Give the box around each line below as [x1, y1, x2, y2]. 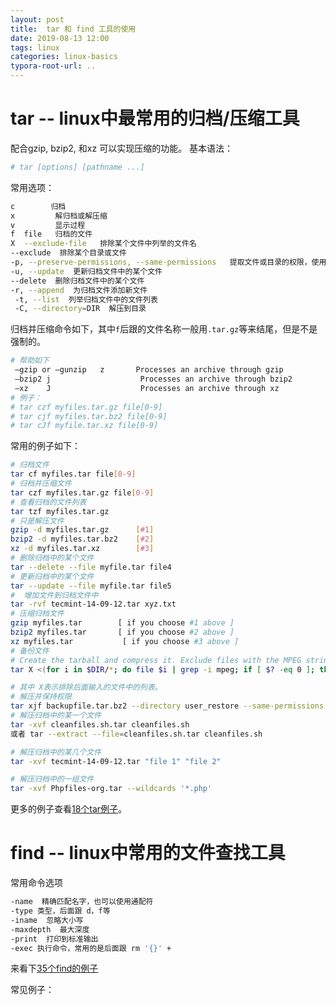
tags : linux [10, 42, 60, 53]
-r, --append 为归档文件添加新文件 [10, 285, 148, 295]
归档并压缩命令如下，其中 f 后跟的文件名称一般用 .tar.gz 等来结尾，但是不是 [10, 323, 318, 335]
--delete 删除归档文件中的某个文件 [10, 276, 145, 286]
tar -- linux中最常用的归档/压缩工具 [10, 107, 300, 130]
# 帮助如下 [10, 356, 50, 366]
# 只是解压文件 [10, 516, 65, 526]
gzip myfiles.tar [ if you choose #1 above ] [10, 618, 235, 628]
